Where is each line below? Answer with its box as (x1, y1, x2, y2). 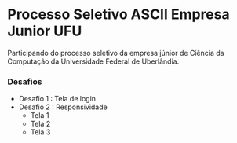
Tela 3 (30, 127, 51, 137)
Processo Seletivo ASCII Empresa (7, 5, 230, 24)
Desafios (7, 76, 42, 87)
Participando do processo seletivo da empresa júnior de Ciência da (7, 48, 224, 57)
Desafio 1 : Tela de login (18, 94, 96, 104)
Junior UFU (7, 22, 82, 40)
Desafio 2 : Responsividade (18, 102, 108, 112)
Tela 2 (30, 119, 51, 129)
